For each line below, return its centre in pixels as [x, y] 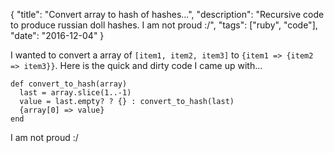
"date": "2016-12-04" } [57, 35]
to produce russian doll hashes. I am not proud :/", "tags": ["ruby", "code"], [164, 25]
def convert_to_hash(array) [69, 84]
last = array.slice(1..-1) [75, 93]
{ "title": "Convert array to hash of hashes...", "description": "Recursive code [167, 14]
